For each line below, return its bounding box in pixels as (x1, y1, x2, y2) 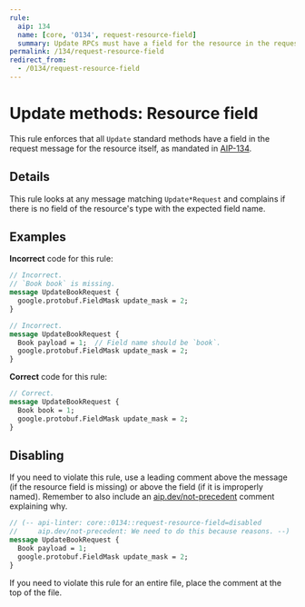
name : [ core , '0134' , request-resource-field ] (17, 30, 197, 39)
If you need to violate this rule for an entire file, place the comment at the (9, 577, 282, 588)
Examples (9, 229, 66, 245)
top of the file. (9, 587, 62, 598)
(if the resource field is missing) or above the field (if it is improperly (9, 482, 263, 493)
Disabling (9, 447, 64, 463)
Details (9, 169, 50, 184)
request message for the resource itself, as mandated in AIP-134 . (9, 143, 252, 154)
